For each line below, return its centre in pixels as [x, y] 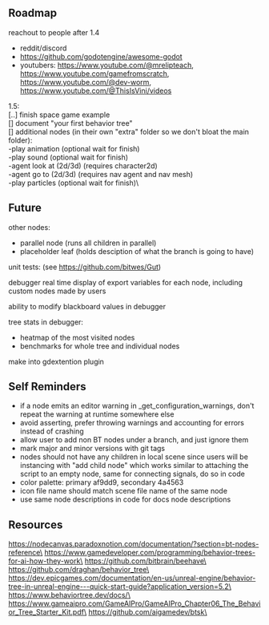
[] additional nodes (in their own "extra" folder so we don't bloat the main [129, 131]
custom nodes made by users [57, 291]
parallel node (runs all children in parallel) [88, 243]
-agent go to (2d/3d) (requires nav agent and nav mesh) [101, 174]
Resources [36, 524]
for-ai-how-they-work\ [46, 561]
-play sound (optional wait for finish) [68, 157]
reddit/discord [43, 48]
